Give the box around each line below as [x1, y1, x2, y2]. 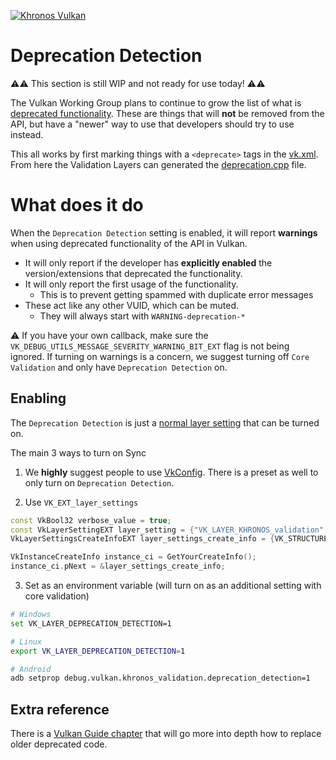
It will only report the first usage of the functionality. [24, 278, 239, 290]
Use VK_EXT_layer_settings [24, 496, 139, 508]
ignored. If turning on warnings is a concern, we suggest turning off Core [10, 350, 310, 362]
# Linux [10, 636, 43, 647]
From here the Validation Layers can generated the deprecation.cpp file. [10, 158, 307, 170]
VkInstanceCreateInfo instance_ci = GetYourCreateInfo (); [10, 552, 257, 562]
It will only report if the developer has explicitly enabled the [24, 256, 273, 269]
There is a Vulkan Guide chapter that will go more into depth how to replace [10, 728, 322, 740]
